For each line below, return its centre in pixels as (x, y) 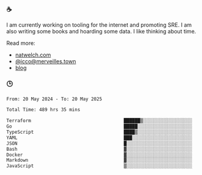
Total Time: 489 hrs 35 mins (43, 110)
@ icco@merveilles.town (45, 61)
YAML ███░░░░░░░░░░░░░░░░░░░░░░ (99, 138)
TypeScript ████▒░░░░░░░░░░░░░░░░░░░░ (99, 132)
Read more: (21, 43)
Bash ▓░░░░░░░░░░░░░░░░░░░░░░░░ (99, 149)
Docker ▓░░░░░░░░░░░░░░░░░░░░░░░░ (99, 155)
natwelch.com (33, 55)
